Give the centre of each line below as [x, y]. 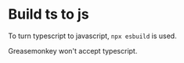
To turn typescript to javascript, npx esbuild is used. [93, 36]
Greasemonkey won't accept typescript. [73, 51]
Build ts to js [49, 14]
